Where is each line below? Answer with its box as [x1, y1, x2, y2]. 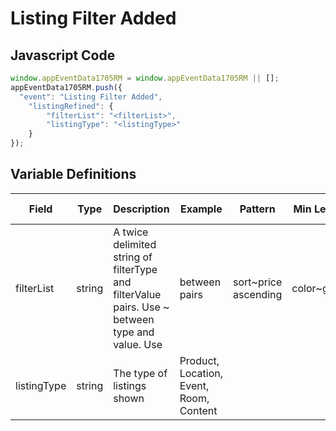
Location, [179, 366, 224, 380]
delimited [113, 237, 157, 251]
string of [113, 250, 153, 264]
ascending [233, 287, 283, 301]
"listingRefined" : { [28, 101, 114, 111]
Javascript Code [10, 47, 116, 64]
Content [179, 403, 218, 417]
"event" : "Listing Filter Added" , [19, 92, 163, 102]
